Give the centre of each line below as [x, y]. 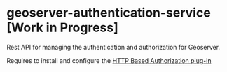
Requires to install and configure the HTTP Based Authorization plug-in [109, 60]
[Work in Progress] [62, 28]
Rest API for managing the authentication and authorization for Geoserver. [113, 47]
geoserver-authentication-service [109, 13]
